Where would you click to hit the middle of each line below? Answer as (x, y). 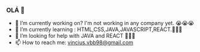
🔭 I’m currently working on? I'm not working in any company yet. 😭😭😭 (105, 23)
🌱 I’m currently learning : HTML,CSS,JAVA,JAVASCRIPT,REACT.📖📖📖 (98, 29)
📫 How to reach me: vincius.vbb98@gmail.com (74, 42)
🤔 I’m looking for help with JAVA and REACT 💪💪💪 (75, 36)
